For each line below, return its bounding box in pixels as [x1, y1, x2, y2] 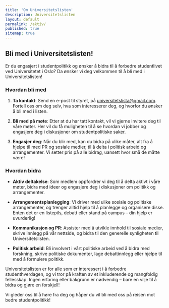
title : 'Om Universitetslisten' [5, 7, 73, 13]
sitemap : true [5, 31, 35, 36]
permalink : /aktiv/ [5, 21, 46, 27]
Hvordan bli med [5, 86, 47, 93]
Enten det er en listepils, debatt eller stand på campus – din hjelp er [12, 210, 153, 216]
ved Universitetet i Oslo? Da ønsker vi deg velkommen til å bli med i [5, 68, 145, 74]
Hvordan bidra [5, 167, 41, 174]
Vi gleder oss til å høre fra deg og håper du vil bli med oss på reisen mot [5, 292, 155, 298]
